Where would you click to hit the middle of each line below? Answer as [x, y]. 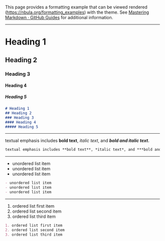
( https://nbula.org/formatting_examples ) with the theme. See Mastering [77, 12]
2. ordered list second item [35, 230]
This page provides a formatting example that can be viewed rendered [76, 7]
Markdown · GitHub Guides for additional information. [59, 17]
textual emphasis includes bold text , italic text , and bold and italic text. [77, 141]
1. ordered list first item [34, 225]
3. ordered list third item [34, 235]
